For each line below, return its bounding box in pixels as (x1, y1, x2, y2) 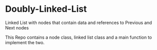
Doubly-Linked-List (5, 3, 87, 15)
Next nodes (5, 25, 29, 30)
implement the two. (5, 39, 45, 45)
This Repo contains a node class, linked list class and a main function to (5, 34, 153, 40)
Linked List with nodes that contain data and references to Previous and (5, 20, 153, 25)
